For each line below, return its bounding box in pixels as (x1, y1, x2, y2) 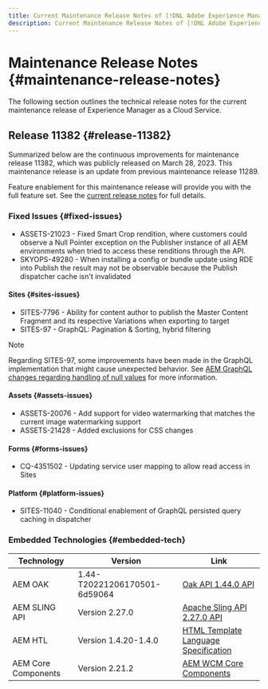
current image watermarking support (19, 416, 141, 426)
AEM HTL (12, 635, 48, 646)
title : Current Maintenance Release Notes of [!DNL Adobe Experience (8, 11, 245, 20)
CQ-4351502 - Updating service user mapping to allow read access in (19, 461, 250, 472)
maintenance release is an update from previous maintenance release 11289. (8, 167, 260, 177)
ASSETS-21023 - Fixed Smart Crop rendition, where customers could (19, 229, 247, 238)
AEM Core (12, 657, 50, 668)
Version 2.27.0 (77, 607, 134, 618)
